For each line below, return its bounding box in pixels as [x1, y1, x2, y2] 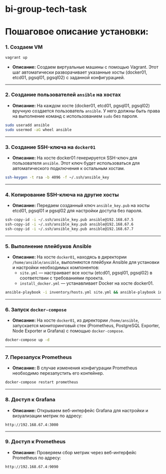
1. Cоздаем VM [5, 43, 43, 50]
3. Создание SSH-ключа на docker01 [5, 143, 96, 150]
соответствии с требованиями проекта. [19, 275, 104, 281]
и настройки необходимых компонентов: [12, 264, 100, 270]
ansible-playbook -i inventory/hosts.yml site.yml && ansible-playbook [5, 290, 156, 295]
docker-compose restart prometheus [5, 380, 79, 385]
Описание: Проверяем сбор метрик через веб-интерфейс [12, 449, 137, 455]
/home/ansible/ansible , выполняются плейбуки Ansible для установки [12, 259, 160, 265]
